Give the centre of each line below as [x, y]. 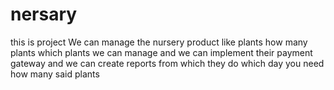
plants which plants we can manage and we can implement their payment [161, 52]
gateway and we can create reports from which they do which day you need [167, 63]
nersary [44, 14]
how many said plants [55, 74]
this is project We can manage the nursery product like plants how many [159, 42]
